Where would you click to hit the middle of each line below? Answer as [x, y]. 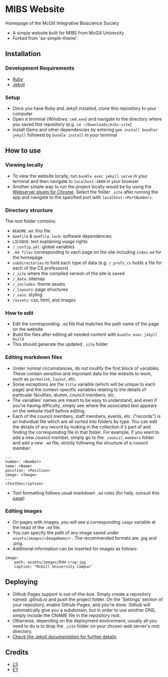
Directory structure [29, 210]
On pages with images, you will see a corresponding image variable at [84, 522]
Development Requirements [40, 68]
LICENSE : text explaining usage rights [50, 241]
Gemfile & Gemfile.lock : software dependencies [62, 236]
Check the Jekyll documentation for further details [64, 636]
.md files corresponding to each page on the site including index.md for [87, 252]
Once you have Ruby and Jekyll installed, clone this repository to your [84, 108]
